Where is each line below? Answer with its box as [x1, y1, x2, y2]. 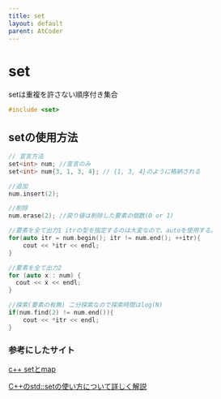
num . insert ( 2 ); [8, 190, 60, 198]
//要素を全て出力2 [8, 264, 62, 272]
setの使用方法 [8, 131, 79, 144]
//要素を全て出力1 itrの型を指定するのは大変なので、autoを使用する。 [8, 226, 217, 235]
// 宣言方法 [8, 152, 45, 161]
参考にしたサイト [8, 344, 75, 355]
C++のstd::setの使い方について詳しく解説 [8, 381, 147, 391]
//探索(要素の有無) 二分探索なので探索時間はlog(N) [8, 301, 164, 309]
